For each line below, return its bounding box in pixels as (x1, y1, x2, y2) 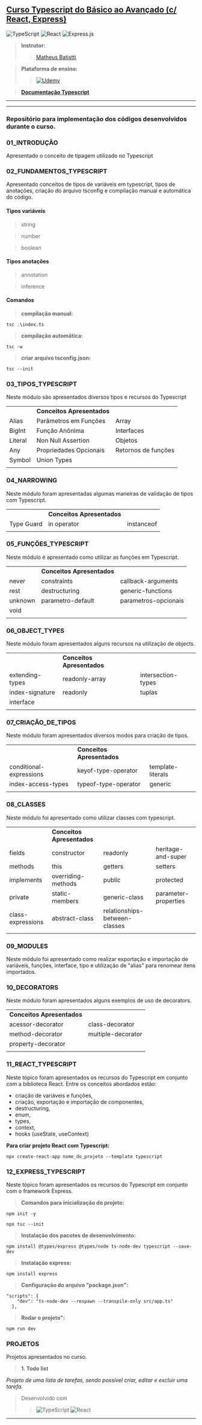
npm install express (6, 1270, 58, 1277)
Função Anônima (36, 426, 84, 435)
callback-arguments (120, 577, 179, 585)
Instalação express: (20, 1259, 72, 1266)
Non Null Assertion (36, 436, 90, 445)
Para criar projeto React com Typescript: (6, 1142, 110, 1149)
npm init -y (6, 1210, 36, 1217)
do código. (6, 194, 33, 201)
